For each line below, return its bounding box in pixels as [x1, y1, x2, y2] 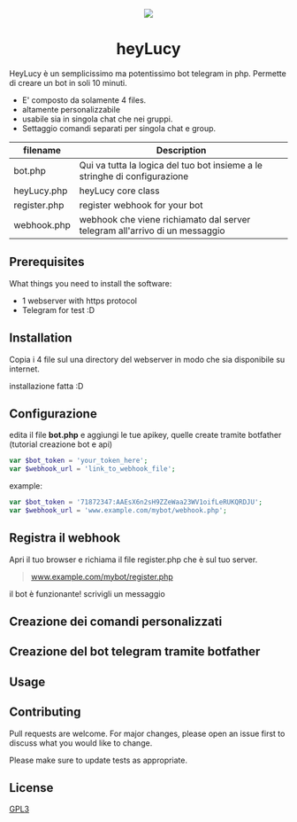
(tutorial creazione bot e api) [9, 439, 113, 450]
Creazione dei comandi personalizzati [9, 615, 223, 630]
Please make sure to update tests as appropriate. [9, 755, 188, 765]
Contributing [9, 705, 81, 720]
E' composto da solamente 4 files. [21, 94, 147, 106]
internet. [9, 364, 40, 374]
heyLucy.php [13, 184, 68, 197]
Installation [9, 331, 72, 346]
